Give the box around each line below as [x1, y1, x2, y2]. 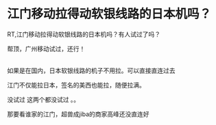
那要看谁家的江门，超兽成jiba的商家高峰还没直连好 [7, 110, 149, 118]
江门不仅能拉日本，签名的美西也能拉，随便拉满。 [7, 81, 145, 89]
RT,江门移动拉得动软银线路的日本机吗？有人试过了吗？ [7, 30, 161, 38]
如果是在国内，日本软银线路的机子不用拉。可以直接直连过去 [7, 66, 176, 74]
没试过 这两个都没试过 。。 [7, 95, 80, 103]
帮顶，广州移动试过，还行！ [7, 44, 86, 53]
